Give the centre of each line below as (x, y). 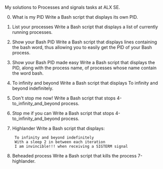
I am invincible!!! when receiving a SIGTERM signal (71, 146)
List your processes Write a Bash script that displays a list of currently (85, 27)
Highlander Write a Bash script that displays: (58, 128)
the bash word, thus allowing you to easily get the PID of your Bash (82, 47)
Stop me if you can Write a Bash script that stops (63, 113)
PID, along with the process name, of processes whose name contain (84, 68)
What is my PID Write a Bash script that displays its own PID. (75, 17)
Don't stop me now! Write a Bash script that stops (64, 98)
